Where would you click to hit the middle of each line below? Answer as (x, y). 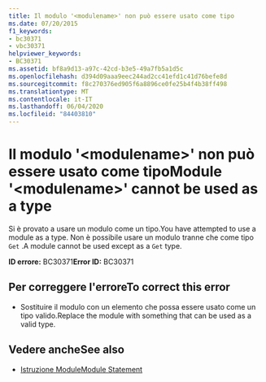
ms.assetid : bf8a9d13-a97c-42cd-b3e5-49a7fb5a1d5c (96, 69)
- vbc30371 (27, 46)
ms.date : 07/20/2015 (44, 24)
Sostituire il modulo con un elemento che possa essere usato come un (138, 306)
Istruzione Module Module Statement (81, 369)
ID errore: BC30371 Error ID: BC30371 (71, 262)
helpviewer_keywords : (45, 54)
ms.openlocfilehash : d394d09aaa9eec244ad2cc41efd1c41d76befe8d (118, 76)
